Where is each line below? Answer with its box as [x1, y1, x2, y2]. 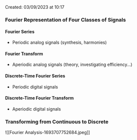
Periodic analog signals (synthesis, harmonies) [12, 39, 107, 46]
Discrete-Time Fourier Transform [5, 95, 74, 101]
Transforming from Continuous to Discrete [5, 118, 109, 125]
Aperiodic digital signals [12, 106, 61, 112]
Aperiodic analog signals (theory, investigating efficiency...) [12, 61, 133, 68]
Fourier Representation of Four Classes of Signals [5, 16, 126, 23]
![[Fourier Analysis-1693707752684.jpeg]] [5, 130, 90, 136]
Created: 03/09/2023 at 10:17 [5, 4, 65, 10]
